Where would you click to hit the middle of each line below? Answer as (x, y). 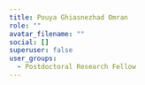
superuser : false (41, 50)
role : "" (25, 26)
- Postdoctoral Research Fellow (77, 67)
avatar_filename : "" (47, 34)
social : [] (29, 42)
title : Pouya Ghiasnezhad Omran (69, 17)
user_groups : (33, 58)
